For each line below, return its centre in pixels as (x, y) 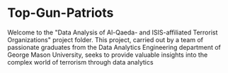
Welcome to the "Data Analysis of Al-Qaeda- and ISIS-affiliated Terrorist (113, 32)
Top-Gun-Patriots (61, 13)
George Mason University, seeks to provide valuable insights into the (108, 55)
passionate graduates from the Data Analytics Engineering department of (114, 47)
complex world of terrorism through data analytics (80, 62)
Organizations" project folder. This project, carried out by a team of (106, 39)
